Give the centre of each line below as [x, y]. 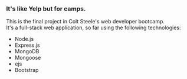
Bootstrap [27, 70]
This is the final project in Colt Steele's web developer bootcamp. [86, 22]
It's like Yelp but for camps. [46, 9]
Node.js [24, 39]
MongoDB [27, 51]
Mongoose [28, 58]
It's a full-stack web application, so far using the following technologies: [93, 28]
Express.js [27, 45]
